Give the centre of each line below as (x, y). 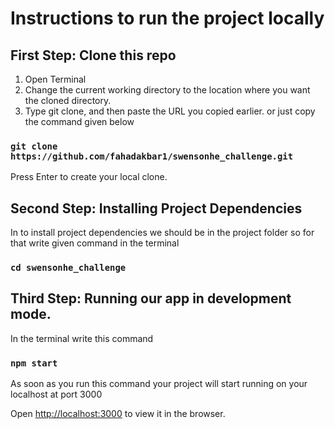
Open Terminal (55, 79)
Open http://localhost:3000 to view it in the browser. (118, 414)
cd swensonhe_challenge (68, 268)
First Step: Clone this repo (93, 55)
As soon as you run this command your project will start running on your (159, 384)
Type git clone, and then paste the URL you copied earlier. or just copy (170, 111)
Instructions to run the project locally (167, 18)
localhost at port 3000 (56, 394)
